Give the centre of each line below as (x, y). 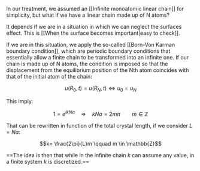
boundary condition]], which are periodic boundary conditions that (88, 51)
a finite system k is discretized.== (48, 162)
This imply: (20, 101)
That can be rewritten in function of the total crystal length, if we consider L (99, 126)
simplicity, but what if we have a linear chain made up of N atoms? (88, 15)
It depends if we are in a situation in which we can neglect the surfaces (94, 27)
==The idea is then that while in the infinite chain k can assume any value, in (100, 155)
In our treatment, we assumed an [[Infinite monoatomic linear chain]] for (95, 9)
